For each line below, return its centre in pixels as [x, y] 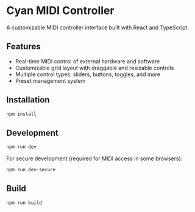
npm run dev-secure [31, 170]
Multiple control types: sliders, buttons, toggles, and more [88, 74]
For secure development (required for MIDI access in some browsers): [94, 158]
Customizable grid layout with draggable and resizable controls [94, 68]
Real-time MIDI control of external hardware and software [87, 61]
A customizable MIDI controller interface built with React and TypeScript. [97, 27]
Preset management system [50, 80]
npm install [21, 114]
